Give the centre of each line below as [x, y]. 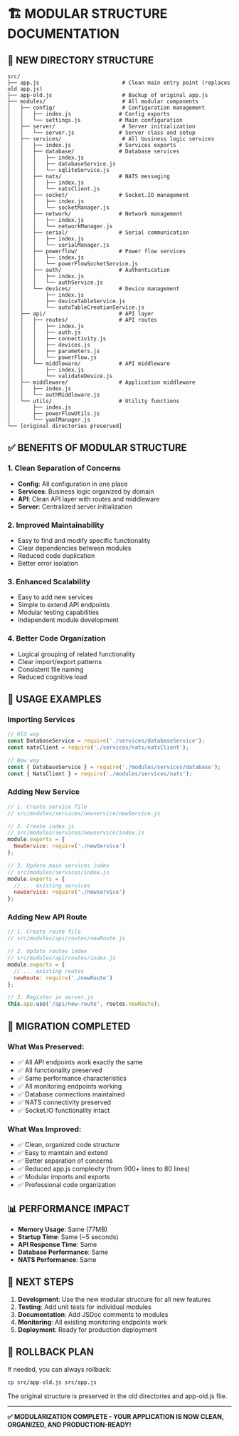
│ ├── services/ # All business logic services [111, 139]
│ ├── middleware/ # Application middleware [101, 382]
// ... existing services [52, 885]
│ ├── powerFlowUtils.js [54, 414]
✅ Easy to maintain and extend [63, 1153]
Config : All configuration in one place [73, 484]
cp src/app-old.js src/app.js [52, 1382]
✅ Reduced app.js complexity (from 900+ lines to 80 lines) [103, 1169]
